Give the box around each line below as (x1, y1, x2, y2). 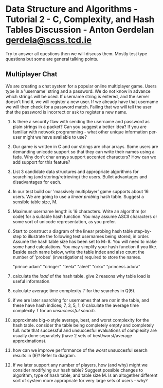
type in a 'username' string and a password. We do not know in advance (5, 88, 151, 94)
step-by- (134, 228, 152, 234)
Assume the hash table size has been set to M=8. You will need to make (12, 238, 157, 244)
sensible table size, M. (12, 199, 58, 205)
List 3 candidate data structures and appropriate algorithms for (12, 169, 139, 174)
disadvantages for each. (12, 179, 62, 185)
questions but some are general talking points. (5, 56, 99, 62)
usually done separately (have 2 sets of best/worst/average (12, 332, 132, 338)
